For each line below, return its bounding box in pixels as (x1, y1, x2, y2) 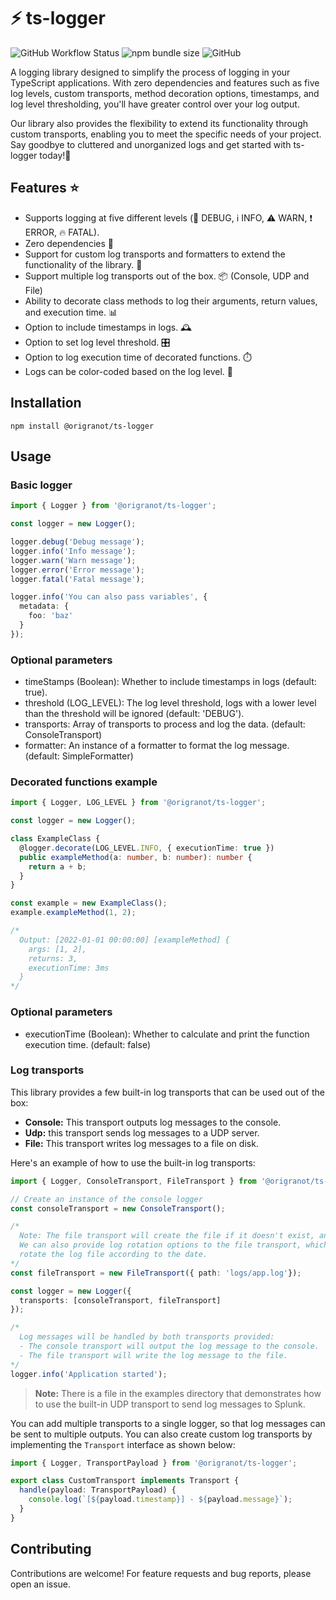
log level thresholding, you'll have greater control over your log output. (10, 98, 300, 110)
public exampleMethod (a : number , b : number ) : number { (19, 852, 253, 862)
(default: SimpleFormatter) (24, 750, 134, 762)
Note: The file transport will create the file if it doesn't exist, (19, 1231, 315, 1241)
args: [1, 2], (28, 944, 87, 954)
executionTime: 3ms (28, 963, 110, 973)
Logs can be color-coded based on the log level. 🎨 (24, 365, 233, 377)
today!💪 (39, 149, 72, 161)
